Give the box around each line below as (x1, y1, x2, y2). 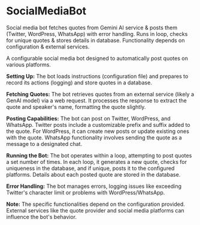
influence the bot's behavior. (6, 213, 77, 220)
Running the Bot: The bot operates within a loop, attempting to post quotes (6, 151, 192, 159)
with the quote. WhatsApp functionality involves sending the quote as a (6, 133, 182, 141)
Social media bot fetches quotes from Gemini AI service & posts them (6, 24, 178, 31)
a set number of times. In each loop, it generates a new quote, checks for (6, 158, 187, 165)
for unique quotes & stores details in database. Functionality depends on (6, 37, 185, 44)
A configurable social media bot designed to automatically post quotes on (6, 54, 189, 62)
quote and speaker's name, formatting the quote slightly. (6, 103, 146, 110)
